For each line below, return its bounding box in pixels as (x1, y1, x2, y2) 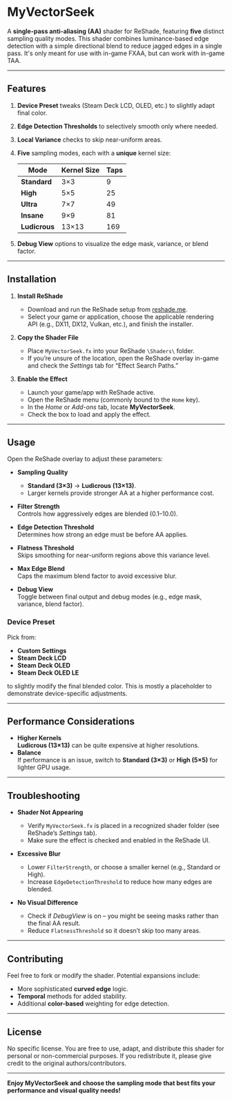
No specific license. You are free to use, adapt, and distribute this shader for (7, 1044, 224, 1053)
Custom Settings (17, 646, 67, 655)
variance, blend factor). (17, 600, 84, 608)
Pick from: (7, 633, 37, 641)
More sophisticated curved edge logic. (17, 985, 129, 993)
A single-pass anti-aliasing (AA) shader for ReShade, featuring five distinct (7, 27, 224, 35)
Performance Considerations (7, 716, 135, 728)
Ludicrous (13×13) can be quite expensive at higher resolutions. (17, 741, 200, 750)
